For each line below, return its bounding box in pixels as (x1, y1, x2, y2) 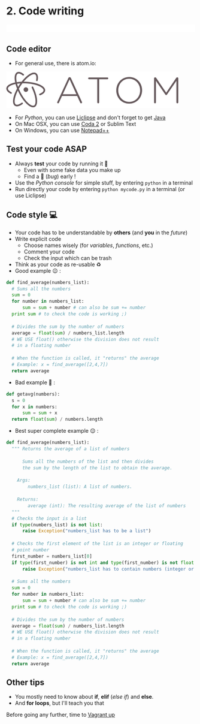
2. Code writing (6, 4, 84, 18)
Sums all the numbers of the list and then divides (22, 458, 154, 464)
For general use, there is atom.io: (14, 60, 97, 67)
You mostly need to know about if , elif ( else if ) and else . (14, 693, 154, 701)
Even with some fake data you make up (23, 166, 121, 173)
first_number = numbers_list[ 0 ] (11, 553, 93, 559)
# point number (11, 547, 50, 553)
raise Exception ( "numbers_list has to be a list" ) (22, 528, 151, 534)
